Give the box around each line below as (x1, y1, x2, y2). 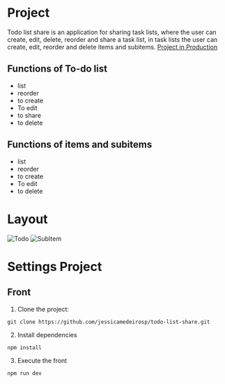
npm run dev (7, 369, 42, 377)
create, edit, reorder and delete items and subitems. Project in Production (7, 43, 218, 51)
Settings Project (7, 259, 102, 275)
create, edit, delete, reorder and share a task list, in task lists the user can (7, 35, 218, 43)
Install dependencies (17, 330, 78, 339)
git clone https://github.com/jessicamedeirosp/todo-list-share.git (7, 318, 210, 325)
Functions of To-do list (7, 63, 108, 75)
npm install (7, 344, 42, 351)
